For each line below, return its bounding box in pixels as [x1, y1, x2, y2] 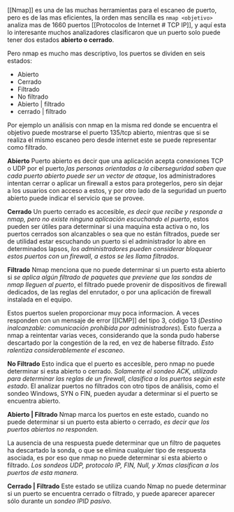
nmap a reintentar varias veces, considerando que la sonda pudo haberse [7, 332, 220, 339]
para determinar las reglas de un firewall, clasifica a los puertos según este [7, 374, 226, 383]
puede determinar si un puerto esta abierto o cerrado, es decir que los [7, 418, 210, 426]
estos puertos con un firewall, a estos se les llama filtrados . [7, 252, 180, 260]
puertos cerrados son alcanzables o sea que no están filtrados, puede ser [7, 230, 220, 238]
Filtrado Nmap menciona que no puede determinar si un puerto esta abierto [7, 266, 226, 273]
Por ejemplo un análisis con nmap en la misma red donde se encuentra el [7, 121, 218, 129]
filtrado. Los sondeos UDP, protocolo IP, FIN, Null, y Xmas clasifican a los [7, 461, 219, 469]
